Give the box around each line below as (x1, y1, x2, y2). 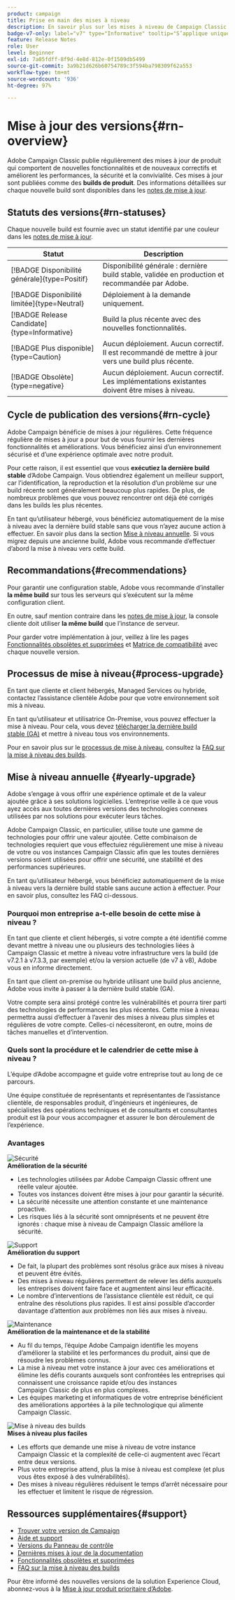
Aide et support (17, 1533, 63, 1542)
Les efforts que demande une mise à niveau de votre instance (17, 1443, 196, 1451)
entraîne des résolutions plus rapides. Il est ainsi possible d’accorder (17, 1299, 215, 1308)
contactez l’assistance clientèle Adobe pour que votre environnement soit (7, 694, 220, 702)
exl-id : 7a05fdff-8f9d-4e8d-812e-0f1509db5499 (7, 56, 145, 63)
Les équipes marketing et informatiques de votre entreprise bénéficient (17, 1393, 223, 1402)
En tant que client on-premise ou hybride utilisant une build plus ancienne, (7, 977, 222, 985)
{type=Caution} (10, 352, 62, 362)
